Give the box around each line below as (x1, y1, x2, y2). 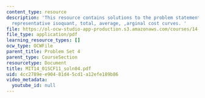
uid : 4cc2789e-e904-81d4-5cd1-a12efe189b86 (6, 71, 119, 77)
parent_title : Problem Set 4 (6, 49, 81, 55)
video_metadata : (6, 77, 48, 83)
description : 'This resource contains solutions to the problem (6, 15, 173, 21)
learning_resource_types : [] (6, 37, 81, 43)
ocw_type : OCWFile (6, 43, 53, 49)
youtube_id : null (12, 83, 56, 89)
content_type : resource (6, 9, 67, 15)
